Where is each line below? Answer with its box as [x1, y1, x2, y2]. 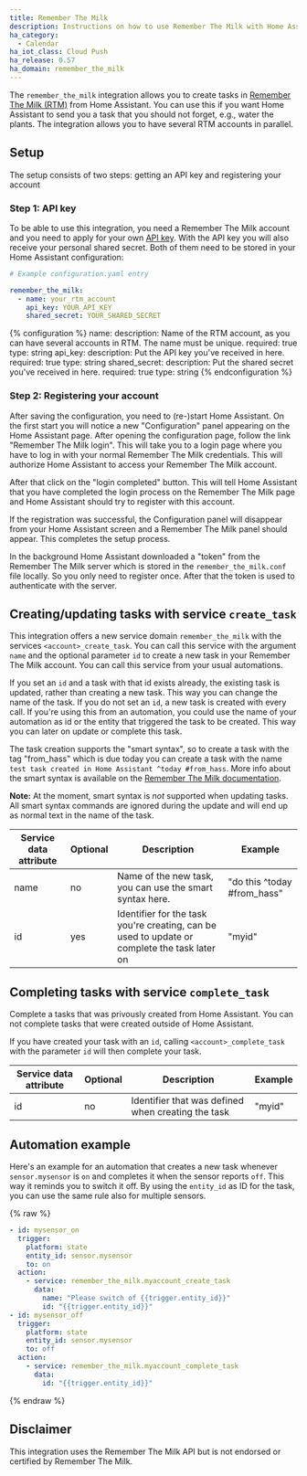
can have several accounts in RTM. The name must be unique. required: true [9, 337, 298, 348]
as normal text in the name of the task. [9, 810, 154, 821]
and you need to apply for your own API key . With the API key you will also [9, 232, 290, 243]
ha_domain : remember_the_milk [9, 65, 125, 74]
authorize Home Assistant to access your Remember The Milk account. [9, 459, 277, 470]
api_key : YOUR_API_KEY [26, 303, 112, 312]
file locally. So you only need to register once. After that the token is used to [9, 570, 295, 581]
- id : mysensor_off [9, 1311, 84, 1320]
